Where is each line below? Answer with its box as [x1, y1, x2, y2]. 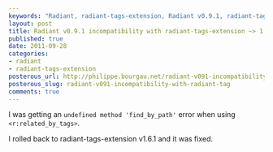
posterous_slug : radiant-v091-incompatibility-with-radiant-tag [8, 80, 231, 88]
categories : [8, 50, 49, 58]
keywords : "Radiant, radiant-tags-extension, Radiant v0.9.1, [8, 11, 223, 20]
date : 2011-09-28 [8, 42, 67, 50]
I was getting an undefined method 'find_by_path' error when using [8, 110, 236, 119]
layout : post [8, 20, 53, 28]
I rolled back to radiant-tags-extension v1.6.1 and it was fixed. [8, 134, 214, 144]
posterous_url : [8, 72, 60, 80]
